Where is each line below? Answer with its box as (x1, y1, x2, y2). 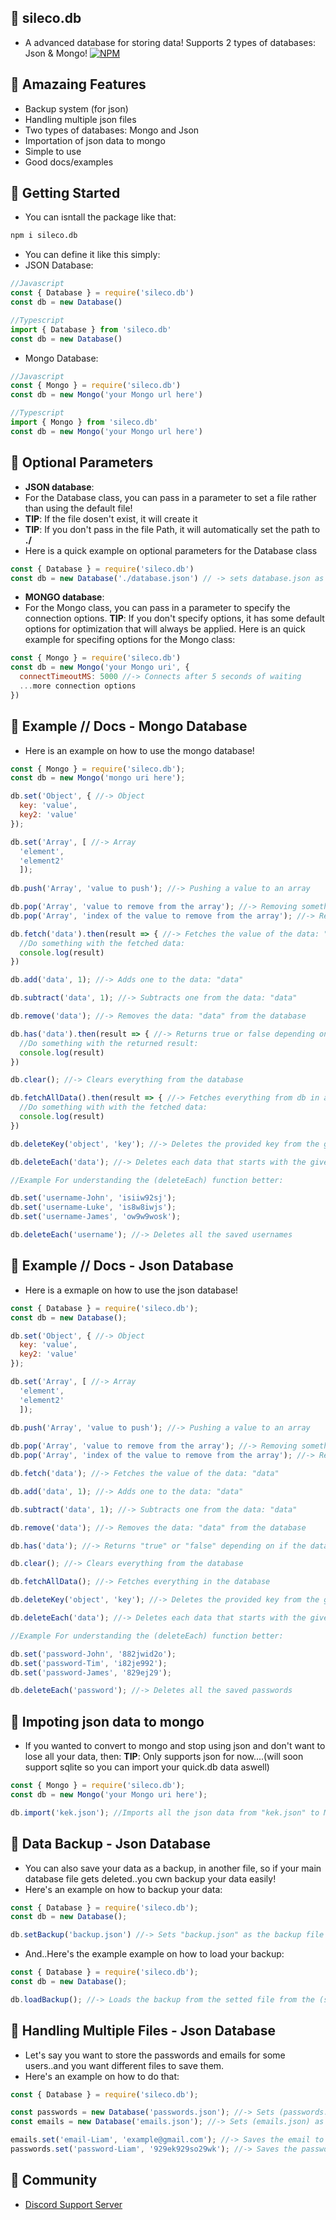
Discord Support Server (24, 2198, 123, 2210)
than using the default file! (24, 502, 133, 514)
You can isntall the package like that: (24, 211, 177, 223)
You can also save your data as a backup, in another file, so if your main (24, 1862, 322, 1874)
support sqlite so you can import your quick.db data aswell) (24, 1761, 270, 1773)
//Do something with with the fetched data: (19, 1102, 208, 1113)
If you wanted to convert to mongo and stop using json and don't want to (24, 1740, 326, 1752)
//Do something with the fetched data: (19, 938, 186, 948)
